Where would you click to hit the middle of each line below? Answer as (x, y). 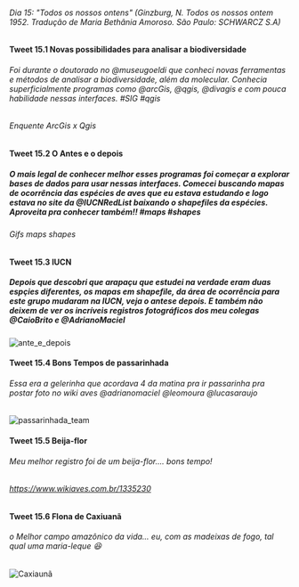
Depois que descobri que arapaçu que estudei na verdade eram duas (140, 282)
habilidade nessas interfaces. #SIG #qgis (85, 98)
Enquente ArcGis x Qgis (53, 126)
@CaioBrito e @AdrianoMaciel (67, 320)
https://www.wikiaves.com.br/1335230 (80, 489)
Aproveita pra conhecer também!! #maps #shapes (105, 212)
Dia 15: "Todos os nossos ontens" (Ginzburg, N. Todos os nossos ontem (141, 12)
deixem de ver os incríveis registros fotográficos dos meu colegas (134, 311)
